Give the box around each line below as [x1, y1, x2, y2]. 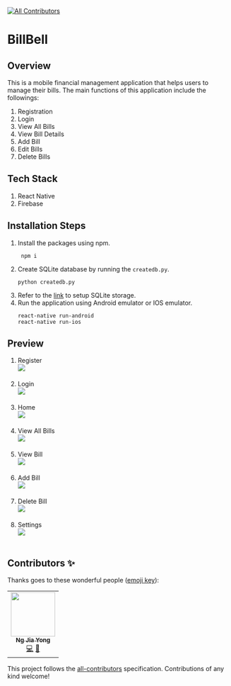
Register [17, 356, 42, 365]
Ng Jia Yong [15, 636, 51, 644]
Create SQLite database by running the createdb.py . [17, 264, 170, 273]
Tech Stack [7, 173, 58, 185]
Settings [17, 521, 42, 529]
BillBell [7, 32, 48, 47]
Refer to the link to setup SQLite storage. [17, 291, 136, 299]
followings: [7, 94, 40, 102]
